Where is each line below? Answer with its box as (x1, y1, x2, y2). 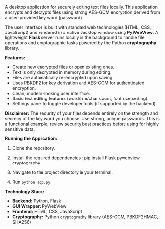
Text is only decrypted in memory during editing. (12, 69, 112, 75)
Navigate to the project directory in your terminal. (12, 169, 113, 175)
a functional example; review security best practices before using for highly (5, 121, 159, 127)
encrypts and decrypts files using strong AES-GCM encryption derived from (5, 9, 161, 15)
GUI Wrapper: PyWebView (12, 203, 67, 209)
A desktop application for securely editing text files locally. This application (5, 4, 158, 10)
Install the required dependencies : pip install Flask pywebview (12, 155, 140, 161)
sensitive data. (5, 126, 35, 132)
